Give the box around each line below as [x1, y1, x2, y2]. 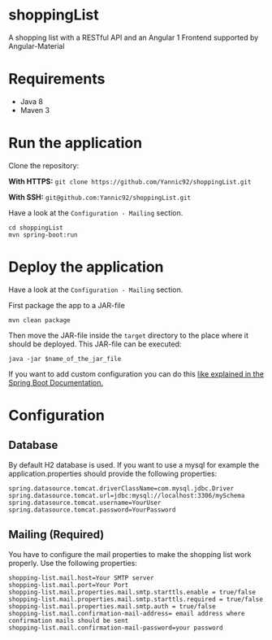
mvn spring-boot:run [8, 230, 79, 239]
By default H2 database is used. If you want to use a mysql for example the [8, 459, 260, 469]
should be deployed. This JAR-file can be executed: [8, 339, 182, 349]
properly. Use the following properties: [8, 558, 138, 568]
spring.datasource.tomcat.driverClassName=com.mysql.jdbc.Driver [8, 484, 234, 493]
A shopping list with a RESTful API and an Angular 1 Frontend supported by [8, 33, 259, 42]
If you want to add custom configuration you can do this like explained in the [8, 368, 264, 379]
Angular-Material [8, 41, 65, 50]
